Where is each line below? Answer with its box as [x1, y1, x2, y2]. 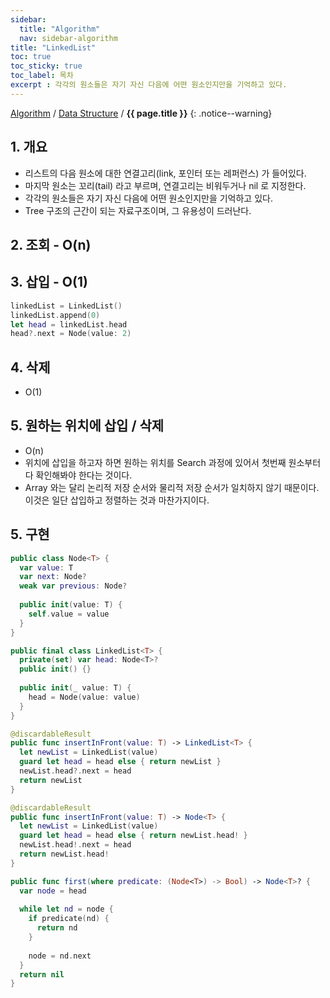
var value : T [19, 562, 74, 573]
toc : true [10, 52, 52, 62]
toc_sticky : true [10, 61, 83, 71]
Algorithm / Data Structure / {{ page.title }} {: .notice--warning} [10, 107, 273, 119]
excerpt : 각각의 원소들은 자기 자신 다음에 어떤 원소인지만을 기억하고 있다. [10, 80, 288, 90]
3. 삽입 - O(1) [10, 274, 88, 291]
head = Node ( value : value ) [28, 692, 141, 702]
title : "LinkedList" [10, 42, 97, 53]
